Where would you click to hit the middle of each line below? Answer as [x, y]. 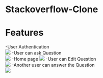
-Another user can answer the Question [53, 65]
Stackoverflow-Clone [52, 9]
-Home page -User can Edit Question [54, 59]
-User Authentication [27, 47]
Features [24, 33]
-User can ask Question [36, 53]
